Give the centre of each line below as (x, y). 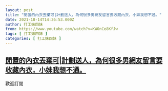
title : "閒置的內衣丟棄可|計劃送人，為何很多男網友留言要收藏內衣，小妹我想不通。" (83, 15)
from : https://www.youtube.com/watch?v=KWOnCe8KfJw (61, 29)
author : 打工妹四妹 (24, 24)
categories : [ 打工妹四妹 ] (33, 39)
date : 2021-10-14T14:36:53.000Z (40, 19)
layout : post (19, 10)
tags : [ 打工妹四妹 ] (26, 34)
